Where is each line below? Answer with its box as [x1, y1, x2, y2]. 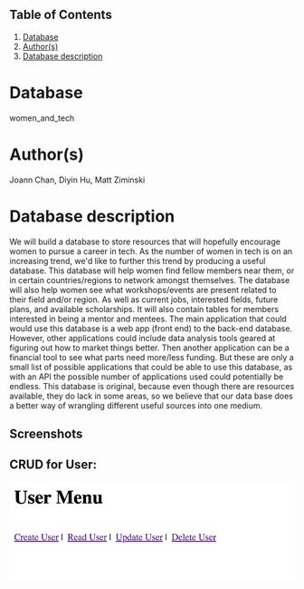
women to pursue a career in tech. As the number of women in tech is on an [9, 245, 293, 257]
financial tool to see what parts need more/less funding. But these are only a [9, 351, 294, 362]
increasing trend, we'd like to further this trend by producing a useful [9, 255, 266, 266]
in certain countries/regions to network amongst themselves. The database [9, 274, 290, 285]
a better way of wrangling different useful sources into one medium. [9, 399, 263, 411]
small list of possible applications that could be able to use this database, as [9, 361, 293, 372]
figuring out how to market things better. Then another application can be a [9, 342, 290, 353]
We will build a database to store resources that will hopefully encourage [9, 236, 280, 247]
